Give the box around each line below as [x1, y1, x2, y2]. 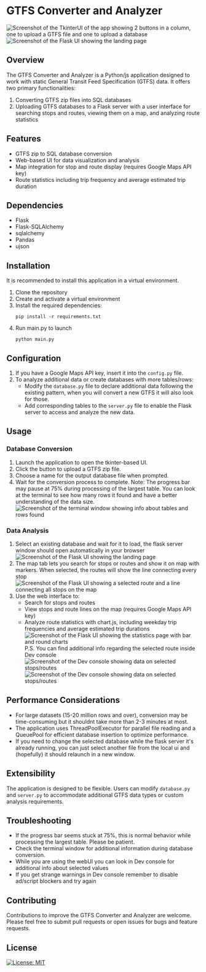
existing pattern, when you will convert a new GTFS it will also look [24, 389, 194, 396]
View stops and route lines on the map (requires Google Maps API [24, 605, 192, 613]
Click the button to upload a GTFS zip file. [15, 465, 121, 472]
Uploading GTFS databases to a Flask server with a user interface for [15, 103, 191, 110]
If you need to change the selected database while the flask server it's [15, 737, 194, 745]
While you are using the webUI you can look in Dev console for [15, 858, 175, 865]
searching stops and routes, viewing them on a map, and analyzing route [15, 109, 200, 117]
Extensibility [6, 769, 55, 779]
